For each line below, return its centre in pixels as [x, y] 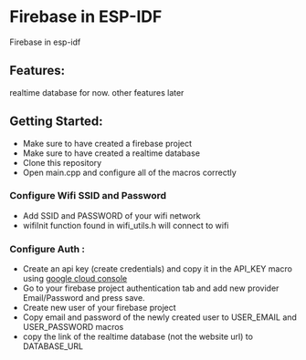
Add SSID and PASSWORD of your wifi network [111, 215]
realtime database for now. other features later [97, 92]
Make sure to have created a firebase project [107, 143]
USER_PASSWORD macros [73, 327]
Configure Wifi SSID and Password [88, 196]
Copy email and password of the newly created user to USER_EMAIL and [159, 317]
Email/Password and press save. [84, 298]
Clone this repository [62, 162]
